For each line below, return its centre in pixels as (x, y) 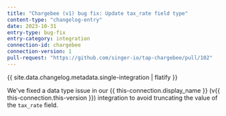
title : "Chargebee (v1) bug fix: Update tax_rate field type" (98, 13)
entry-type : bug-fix (37, 32)
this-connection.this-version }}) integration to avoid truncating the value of (112, 98)
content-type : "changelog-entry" (55, 20)
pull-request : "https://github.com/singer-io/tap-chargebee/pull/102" (110, 58)
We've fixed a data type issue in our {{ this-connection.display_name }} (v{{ (114, 90)
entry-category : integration (49, 39)
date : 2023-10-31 (32, 26)
